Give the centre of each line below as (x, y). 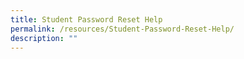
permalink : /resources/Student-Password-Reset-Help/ (122, 29)
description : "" (44, 38)
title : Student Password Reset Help (86, 19)
